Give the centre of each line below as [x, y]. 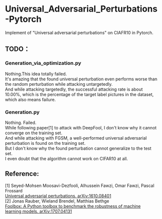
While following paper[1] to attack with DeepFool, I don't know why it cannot [81, 127]
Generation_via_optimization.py [43, 63]
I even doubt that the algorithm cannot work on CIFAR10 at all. [66, 158]
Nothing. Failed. [21, 123]
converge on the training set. [34, 133]
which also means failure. [30, 99]
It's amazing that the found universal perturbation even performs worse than [81, 79]
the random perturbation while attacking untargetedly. [59, 84]
